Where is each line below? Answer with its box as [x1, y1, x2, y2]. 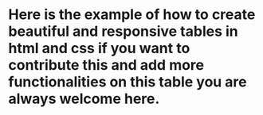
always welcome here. [8, 90, 160, 108]
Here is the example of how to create [8, 6, 256, 24]
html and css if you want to [8, 40, 190, 57]
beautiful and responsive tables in [8, 22, 238, 40]
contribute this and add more [8, 56, 205, 75]
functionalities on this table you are [8, 73, 247, 91]
